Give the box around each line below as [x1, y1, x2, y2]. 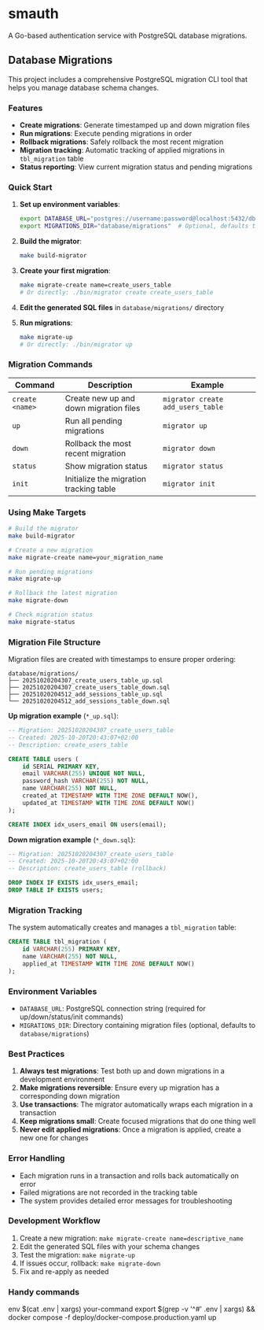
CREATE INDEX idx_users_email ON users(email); [8, 820, 167, 829]
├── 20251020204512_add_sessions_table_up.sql [8, 690, 163, 699]
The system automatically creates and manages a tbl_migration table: [8, 922, 237, 933]
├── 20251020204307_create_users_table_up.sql [8, 677, 163, 685]
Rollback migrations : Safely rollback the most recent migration [19, 137, 224, 146]
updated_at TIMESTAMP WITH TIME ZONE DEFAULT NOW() [22, 799, 195, 807]
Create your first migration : [19, 265, 112, 275]
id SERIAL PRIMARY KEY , [22, 763, 101, 770]
